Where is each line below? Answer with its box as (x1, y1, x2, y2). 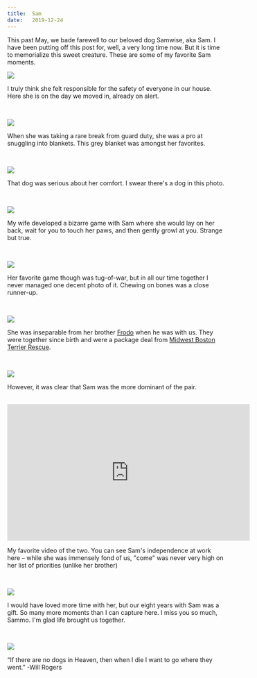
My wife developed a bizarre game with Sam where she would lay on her (7, 219, 215, 227)
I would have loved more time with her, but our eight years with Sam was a (7, 601, 220, 609)
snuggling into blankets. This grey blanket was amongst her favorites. (7, 139, 206, 147)
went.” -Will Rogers (7, 663, 62, 671)
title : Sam (7, 10, 42, 17)
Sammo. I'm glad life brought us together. (7, 616, 126, 624)
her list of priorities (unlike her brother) (7, 561, 118, 569)
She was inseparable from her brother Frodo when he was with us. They (7, 328, 213, 337)
